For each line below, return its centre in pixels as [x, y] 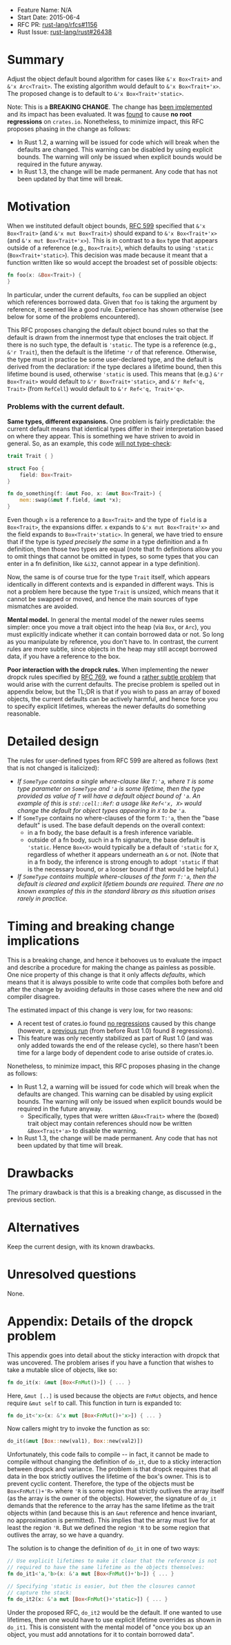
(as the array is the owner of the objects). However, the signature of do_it [112, 1498]
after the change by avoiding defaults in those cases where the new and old [115, 989]
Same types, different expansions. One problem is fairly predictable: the [111, 421]
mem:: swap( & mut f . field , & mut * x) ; [71, 500]
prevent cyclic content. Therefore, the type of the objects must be [101, 1484]
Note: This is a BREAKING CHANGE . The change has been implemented [110, 107]
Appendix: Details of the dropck [100, 1321]
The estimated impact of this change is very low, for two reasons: [100, 1010]
